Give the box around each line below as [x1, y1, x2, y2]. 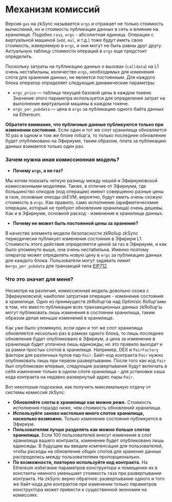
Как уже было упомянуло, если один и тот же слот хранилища [5, 324, 143, 331]
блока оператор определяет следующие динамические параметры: [5, 80, 156, 86]
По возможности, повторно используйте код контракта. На [12, 459, 148, 465]
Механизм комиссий [5, 4, 100, 15]
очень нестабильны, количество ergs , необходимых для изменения [5, 68, 155, 75]
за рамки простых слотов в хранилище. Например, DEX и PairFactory [5, 346, 159, 353]
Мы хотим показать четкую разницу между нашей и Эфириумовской [5, 178, 158, 184]
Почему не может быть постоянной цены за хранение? [12, 220, 139, 226]
